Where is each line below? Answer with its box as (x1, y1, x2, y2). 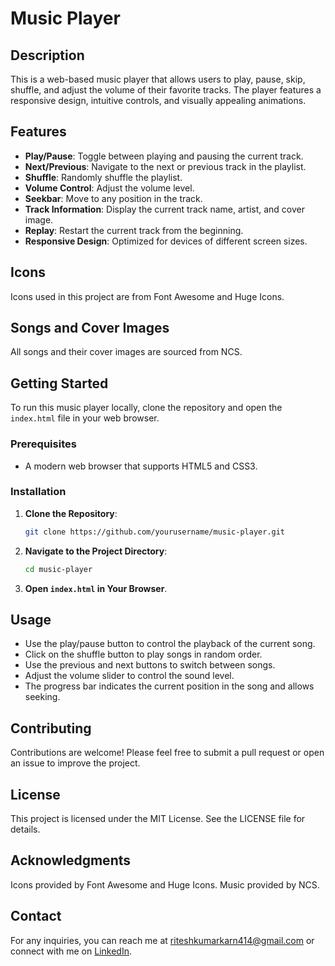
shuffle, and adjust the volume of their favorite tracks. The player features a (10, 84, 322, 96)
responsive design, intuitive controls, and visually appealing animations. (10, 95, 307, 106)
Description (10, 47, 85, 64)
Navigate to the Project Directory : (24, 545, 168, 557)
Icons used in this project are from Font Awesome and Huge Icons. (10, 290, 285, 302)
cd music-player (24, 564, 93, 574)
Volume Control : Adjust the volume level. (24, 182, 195, 194)
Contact (10, 908, 62, 925)
